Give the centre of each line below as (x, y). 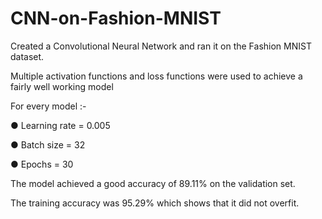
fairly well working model (62, 86)
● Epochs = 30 (42, 164)
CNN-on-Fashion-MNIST (116, 18)
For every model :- (48, 106)
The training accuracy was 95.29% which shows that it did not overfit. (155, 203)
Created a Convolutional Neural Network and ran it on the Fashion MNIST (161, 46)
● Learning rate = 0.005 (60, 125)
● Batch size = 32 (48, 144)
